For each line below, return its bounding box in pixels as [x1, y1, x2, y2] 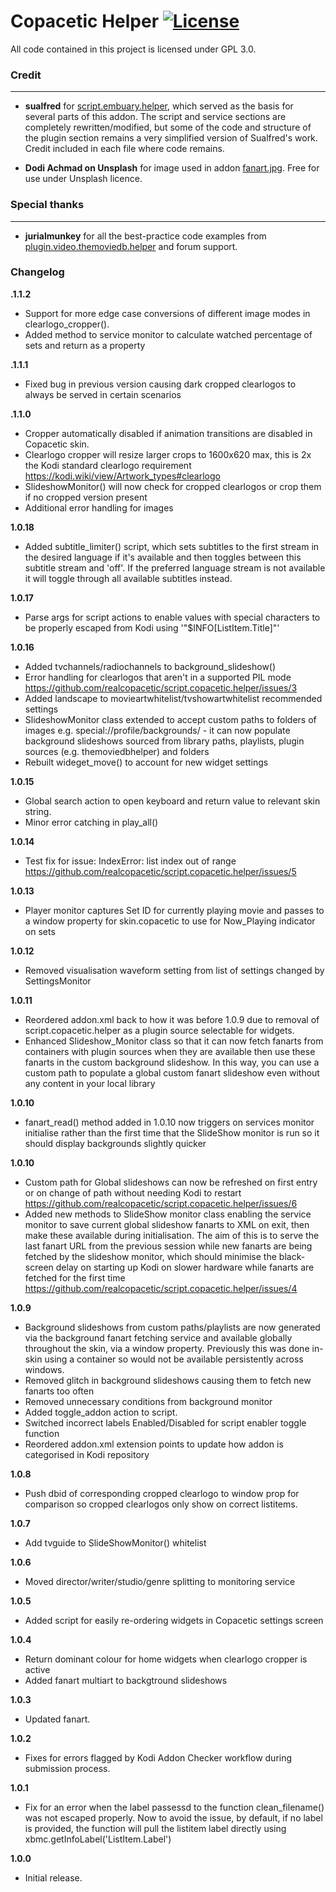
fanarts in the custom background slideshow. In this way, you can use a [24, 1056, 320, 1068]
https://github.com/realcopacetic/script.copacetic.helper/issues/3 [24, 681, 298, 694]
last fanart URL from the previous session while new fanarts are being [24, 1240, 313, 1252]
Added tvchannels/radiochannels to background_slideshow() [24, 660, 277, 672]
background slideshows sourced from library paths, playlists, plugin [24, 735, 305, 747]
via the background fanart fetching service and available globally [24, 1331, 293, 1344]
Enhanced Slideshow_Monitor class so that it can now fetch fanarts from [24, 1035, 324, 1047]
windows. [24, 1363, 65, 1375]
